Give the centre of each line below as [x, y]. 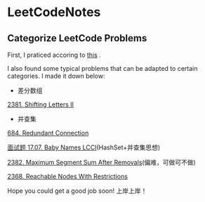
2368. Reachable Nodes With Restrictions [68, 176]
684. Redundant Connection [48, 133]
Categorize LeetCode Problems [77, 38]
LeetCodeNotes [54, 12]
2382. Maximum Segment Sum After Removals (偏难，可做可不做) [102, 162]
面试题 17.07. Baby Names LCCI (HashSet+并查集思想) [84, 147]
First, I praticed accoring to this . [54, 55]
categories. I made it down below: [56, 76]
